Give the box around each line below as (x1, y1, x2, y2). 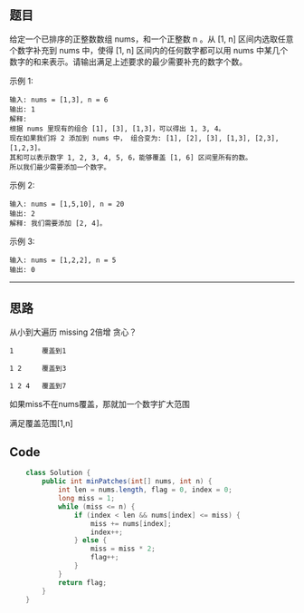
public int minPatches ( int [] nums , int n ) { (42, 477, 213, 486)
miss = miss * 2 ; (90, 544, 156, 554)
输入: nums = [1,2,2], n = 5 (9, 256, 117, 265)
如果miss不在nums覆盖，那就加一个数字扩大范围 (9, 398, 190, 409)
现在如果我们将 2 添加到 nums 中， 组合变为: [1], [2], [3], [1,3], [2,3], (9, 133, 280, 142)
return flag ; (57, 578, 107, 587)
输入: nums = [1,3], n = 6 (9, 95, 109, 104)
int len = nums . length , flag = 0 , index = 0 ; (57, 485, 233, 495)
